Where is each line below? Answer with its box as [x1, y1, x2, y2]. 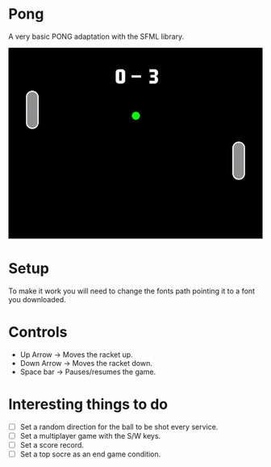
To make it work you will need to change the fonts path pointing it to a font [8, 286, 256, 296]
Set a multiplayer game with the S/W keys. [19, 431, 161, 440]
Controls [8, 323, 68, 342]
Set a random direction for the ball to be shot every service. [19, 422, 219, 431]
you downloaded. [8, 294, 66, 304]
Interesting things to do [8, 395, 169, 413]
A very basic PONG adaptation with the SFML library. [8, 32, 185, 41]
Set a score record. [19, 440, 85, 449]
